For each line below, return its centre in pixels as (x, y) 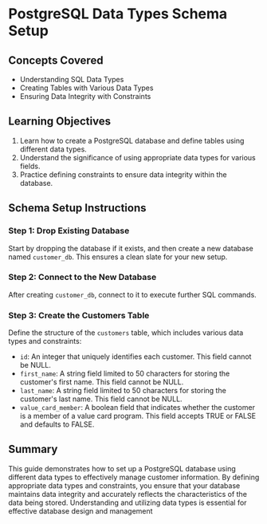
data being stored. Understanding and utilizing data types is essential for (128, 502)
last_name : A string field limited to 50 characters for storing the (123, 391)
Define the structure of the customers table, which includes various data (126, 333)
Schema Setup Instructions (77, 208)
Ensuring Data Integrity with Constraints (85, 96)
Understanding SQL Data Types (72, 79)
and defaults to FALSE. (57, 424)
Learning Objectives (60, 122)
